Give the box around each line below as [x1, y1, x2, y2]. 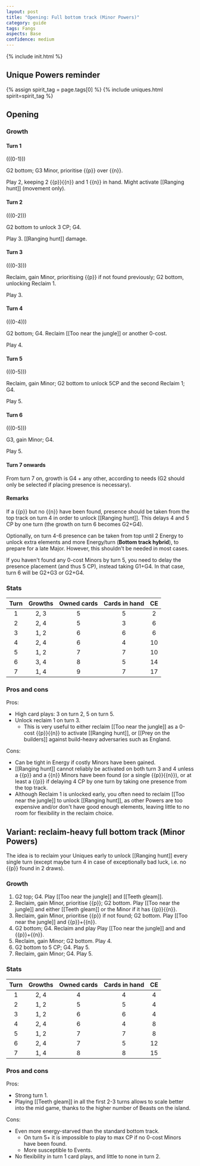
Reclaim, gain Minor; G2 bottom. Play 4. [14, 938, 112, 945]
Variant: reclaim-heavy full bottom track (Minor [6, 827, 186, 837]
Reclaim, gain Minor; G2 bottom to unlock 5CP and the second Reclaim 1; [6, 380, 185, 387]
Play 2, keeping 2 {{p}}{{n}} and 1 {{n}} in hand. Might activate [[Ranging [6, 178, 185, 185]
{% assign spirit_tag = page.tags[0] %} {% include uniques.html [6, 86, 163, 93]
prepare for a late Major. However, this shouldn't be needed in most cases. [6, 545, 189, 552]
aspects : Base [6, 31, 42, 37]
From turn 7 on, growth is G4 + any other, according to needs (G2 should [6, 475, 185, 482]
